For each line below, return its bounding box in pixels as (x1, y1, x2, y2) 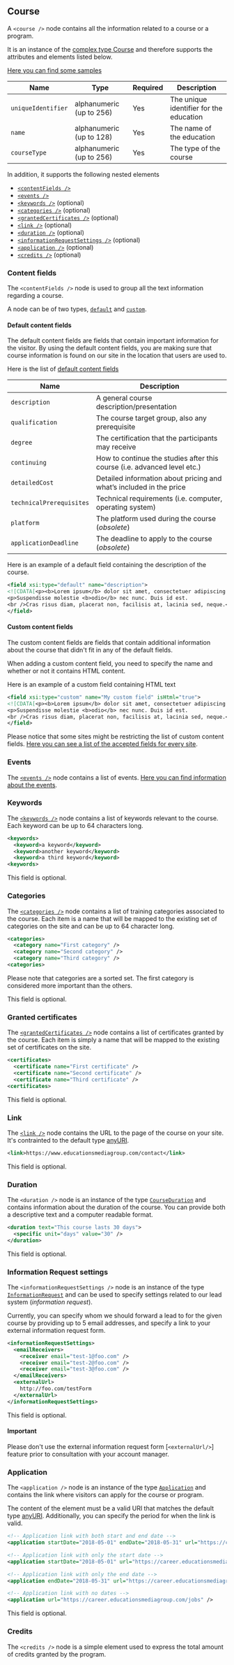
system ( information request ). (7, 1297, 93, 1306)
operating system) (96, 503, 157, 513)
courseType (10, 148, 47, 157)
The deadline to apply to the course (96, 534, 212, 544)
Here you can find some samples (7, 66, 102, 74)
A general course (96, 393, 153, 403)
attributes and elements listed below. (7, 52, 113, 61)
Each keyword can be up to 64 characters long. (7, 821, 144, 829)
